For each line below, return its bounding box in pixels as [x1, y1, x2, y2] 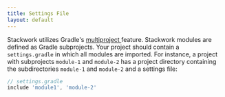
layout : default [7, 17, 54, 23]
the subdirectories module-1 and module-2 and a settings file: [7, 65, 178, 73]
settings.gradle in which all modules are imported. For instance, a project [7, 50, 218, 58]
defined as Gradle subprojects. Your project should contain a [7, 43, 180, 51]
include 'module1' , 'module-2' [7, 84, 97, 91]
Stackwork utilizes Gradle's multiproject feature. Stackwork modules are [7, 35, 212, 43]
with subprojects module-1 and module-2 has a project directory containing [7, 57, 217, 65]
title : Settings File [7, 10, 69, 17]
